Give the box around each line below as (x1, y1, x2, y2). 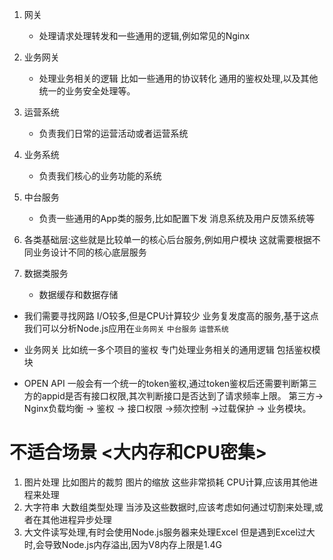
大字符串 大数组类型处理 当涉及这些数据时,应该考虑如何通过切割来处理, (23, 501, 315, 513)
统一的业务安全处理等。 (38, 85, 136, 97)
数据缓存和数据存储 (38, 289, 119, 300)
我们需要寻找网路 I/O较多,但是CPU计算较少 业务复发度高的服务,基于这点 (23, 310, 319, 322)
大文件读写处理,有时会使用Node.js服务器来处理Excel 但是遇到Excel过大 (23, 526, 316, 538)
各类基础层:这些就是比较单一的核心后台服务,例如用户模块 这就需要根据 (23, 234, 312, 245)
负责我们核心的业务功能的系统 (38, 170, 162, 182)
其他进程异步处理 (41, 513, 112, 525)
